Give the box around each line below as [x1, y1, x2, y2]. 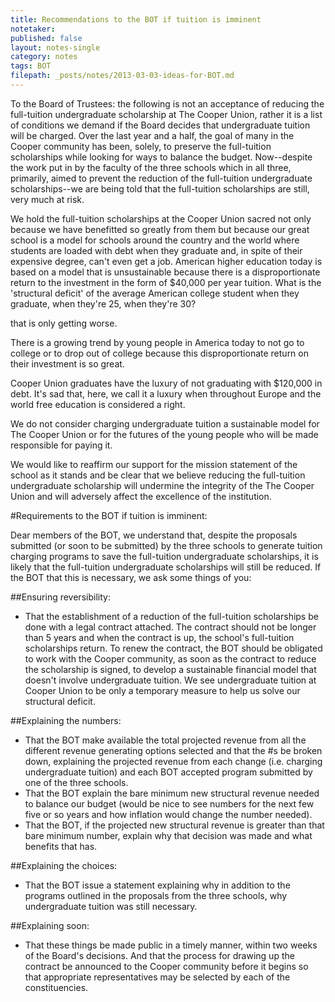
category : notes [10, 52, 78, 62]
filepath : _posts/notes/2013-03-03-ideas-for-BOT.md [10, 71, 235, 81]
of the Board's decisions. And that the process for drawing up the [24, 949, 295, 961]
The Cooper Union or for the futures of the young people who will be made [10, 428, 319, 440]
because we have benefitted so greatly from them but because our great [10, 223, 310, 235]
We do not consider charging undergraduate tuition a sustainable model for [10, 417, 320, 430]
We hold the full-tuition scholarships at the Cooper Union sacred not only [10, 212, 312, 225]
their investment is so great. [10, 357, 125, 370]
